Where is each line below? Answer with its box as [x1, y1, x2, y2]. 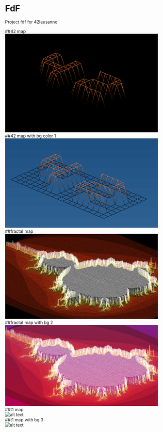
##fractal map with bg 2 [5, 320, 53, 325]
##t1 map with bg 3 [5, 417, 44, 423]
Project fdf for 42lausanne [5, 19, 58, 25]
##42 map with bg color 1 [5, 133, 56, 139]
